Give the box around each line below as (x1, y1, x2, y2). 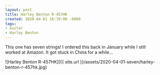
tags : (5, 21, 16, 26)
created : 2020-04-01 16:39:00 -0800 (5, 16, 81, 21)
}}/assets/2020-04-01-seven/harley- (80, 59, 155, 65)
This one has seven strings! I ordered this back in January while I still (5, 44, 146, 50)
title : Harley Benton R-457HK (5, 12, 68, 17)
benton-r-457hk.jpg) (5, 64, 47, 70)
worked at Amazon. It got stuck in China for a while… (5, 49, 113, 55)
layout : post (5, 7, 32, 12)
